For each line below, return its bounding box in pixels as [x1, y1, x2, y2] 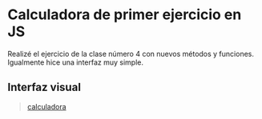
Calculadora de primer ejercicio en [7, 6, 242, 24]
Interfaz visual [7, 81, 82, 94]
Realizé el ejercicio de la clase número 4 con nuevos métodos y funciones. [7, 49, 254, 58]
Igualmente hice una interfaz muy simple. [7, 58, 144, 67]
